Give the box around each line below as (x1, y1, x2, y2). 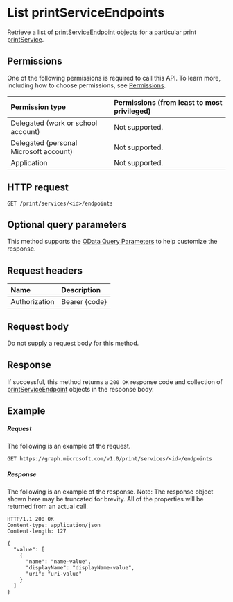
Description (61, 285, 101, 295)
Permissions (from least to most (114, 97, 223, 107)
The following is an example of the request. (7, 442, 131, 451)
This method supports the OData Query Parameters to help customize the (7, 237, 218, 246)
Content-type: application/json (7, 522, 101, 529)
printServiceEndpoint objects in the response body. (7, 385, 154, 393)
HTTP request (7, 182, 69, 194)
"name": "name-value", (25, 558, 92, 565)
